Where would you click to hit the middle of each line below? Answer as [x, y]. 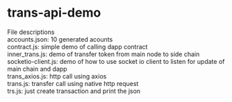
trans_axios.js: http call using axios [57, 76]
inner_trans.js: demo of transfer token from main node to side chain [103, 54]
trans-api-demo [54, 13]
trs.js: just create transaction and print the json [74, 91]
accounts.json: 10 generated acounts [60, 39]
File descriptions [31, 32]
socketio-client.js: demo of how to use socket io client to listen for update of [116, 61]
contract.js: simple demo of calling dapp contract [77, 46]
